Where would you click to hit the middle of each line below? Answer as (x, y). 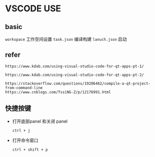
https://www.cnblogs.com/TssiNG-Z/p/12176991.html (58, 92)
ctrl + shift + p (30, 150)
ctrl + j (21, 130)
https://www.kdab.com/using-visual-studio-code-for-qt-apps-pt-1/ (75, 66)
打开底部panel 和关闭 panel (40, 121)
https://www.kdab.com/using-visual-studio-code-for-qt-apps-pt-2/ (75, 75)
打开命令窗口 (25, 140)
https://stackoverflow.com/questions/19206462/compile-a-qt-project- (78, 83)
